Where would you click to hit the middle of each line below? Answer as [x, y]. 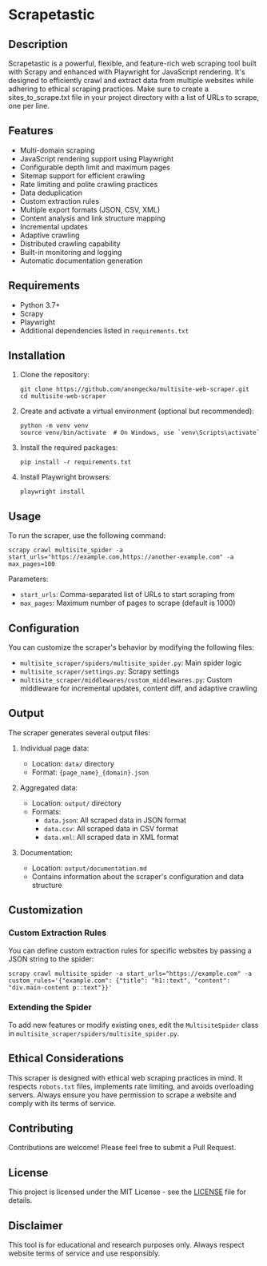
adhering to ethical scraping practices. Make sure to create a [109, 89]
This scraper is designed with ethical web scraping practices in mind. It [126, 1077]
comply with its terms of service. [62, 1103]
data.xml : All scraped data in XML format [111, 837]
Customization [46, 910]
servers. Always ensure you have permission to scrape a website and [123, 1095]
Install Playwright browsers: [66, 477]
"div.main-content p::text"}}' [60, 987]
